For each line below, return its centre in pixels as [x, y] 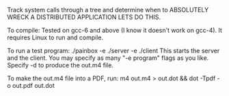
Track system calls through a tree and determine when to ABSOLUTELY [108, 10]
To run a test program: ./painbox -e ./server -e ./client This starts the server [113, 51]
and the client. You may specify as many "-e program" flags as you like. [108, 58]
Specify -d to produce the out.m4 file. [60, 65]
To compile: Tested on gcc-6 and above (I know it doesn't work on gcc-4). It [114, 30]
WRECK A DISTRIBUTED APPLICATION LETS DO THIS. [84, 17]
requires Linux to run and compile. [55, 37]
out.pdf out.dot [33, 85]
